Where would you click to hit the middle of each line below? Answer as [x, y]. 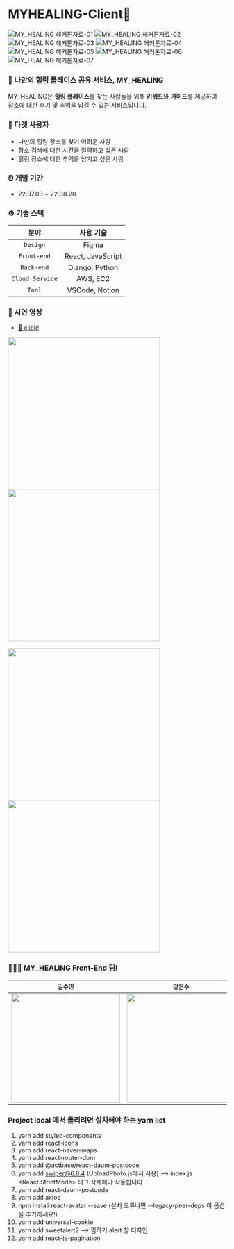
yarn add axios [39, 1198]
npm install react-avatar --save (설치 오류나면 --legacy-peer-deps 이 [115, 1206]
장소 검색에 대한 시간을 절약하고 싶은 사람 [74, 150]
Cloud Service [35, 279]
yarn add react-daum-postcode [63, 1190]
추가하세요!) [42, 1214]
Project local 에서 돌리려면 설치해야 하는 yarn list [87, 1120]
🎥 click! [28, 328]
